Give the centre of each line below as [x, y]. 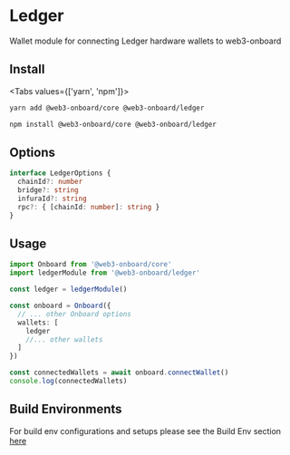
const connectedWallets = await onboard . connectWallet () [119, 373]
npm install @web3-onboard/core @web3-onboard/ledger [113, 124]
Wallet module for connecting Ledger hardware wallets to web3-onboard [145, 41]
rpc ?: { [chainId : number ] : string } [89, 207]
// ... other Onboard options [74, 314]
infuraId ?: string [53, 198]
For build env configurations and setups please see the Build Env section [145, 431]
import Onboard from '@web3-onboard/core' [91, 265]
